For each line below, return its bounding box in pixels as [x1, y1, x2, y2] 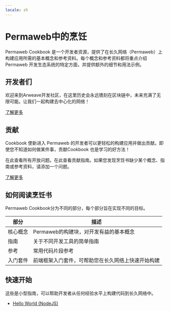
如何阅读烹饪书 [5, 191, 52, 199]
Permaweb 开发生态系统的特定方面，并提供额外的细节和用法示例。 [5, 61, 144, 68]
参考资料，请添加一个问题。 [14, 164, 72, 170]
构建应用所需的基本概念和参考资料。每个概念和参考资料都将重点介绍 [5, 55, 147, 61]
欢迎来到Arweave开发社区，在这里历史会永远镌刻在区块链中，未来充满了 [5, 92, 157, 98]
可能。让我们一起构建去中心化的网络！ [9, 99, 90, 105]
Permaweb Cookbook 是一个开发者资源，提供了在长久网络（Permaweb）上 [5, 49, 163, 55]
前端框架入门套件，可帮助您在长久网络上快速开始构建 [33, 257, 160, 264]
